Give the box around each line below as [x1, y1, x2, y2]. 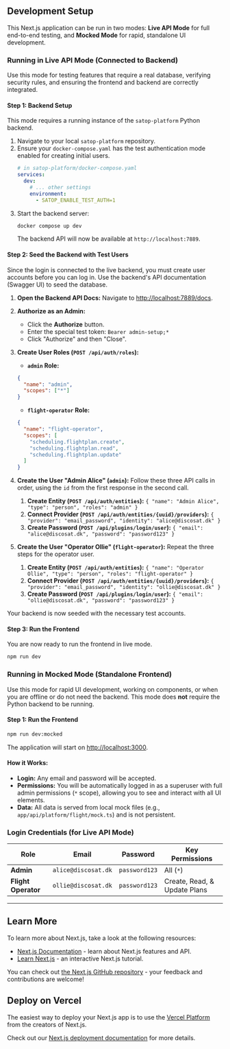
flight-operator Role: [27, 406, 90, 414]
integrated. [7, 86, 38, 94]
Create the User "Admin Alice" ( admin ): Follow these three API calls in [16, 477, 216, 485]
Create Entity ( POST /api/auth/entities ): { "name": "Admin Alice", [27, 497, 220, 505]
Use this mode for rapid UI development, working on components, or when [7, 685, 218, 693]
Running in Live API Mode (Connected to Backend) [7, 55, 179, 64]
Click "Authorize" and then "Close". [27, 335, 127, 343]
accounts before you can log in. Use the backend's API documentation [7, 273, 207, 281]
